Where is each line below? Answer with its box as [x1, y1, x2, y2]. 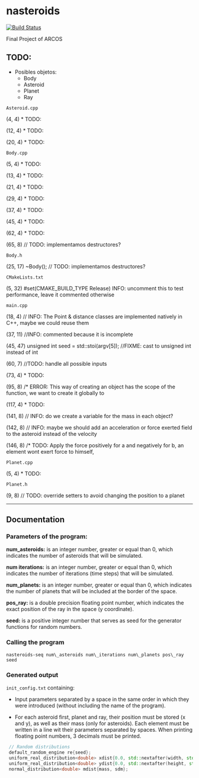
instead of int [6, 349, 38, 356]
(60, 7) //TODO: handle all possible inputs [6, 360, 107, 367]
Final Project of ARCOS [6, 35, 63, 42]
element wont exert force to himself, [6, 448, 95, 455]
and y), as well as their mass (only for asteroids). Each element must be [14, 720, 190, 727]
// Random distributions [8, 744, 70, 750]
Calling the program [6, 638, 65, 647]
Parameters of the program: [6, 533, 88, 541]
